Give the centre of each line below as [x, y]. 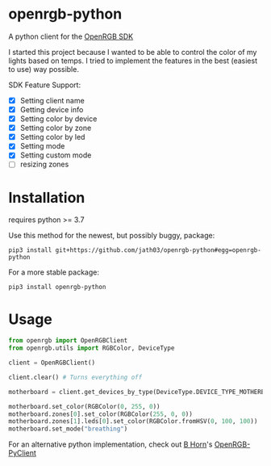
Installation [47, 197]
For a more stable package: [54, 272]
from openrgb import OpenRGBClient [68, 341]
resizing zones [44, 164]
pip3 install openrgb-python [57, 288]
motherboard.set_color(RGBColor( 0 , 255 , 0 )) [84, 406]
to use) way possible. [44, 69]
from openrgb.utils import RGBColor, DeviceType [92, 348]
